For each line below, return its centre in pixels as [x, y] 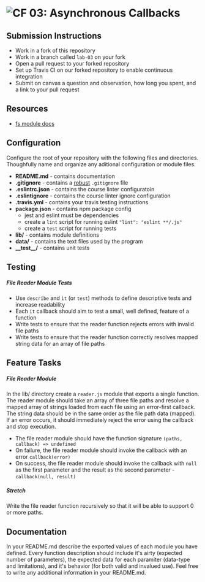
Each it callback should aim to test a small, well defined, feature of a [102, 311]
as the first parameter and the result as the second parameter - [95, 470]
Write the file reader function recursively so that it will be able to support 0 [100, 506]
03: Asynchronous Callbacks [105, 13]
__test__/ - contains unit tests [52, 248]
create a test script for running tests [70, 228]
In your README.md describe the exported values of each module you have [102, 546]
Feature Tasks [34, 363]
